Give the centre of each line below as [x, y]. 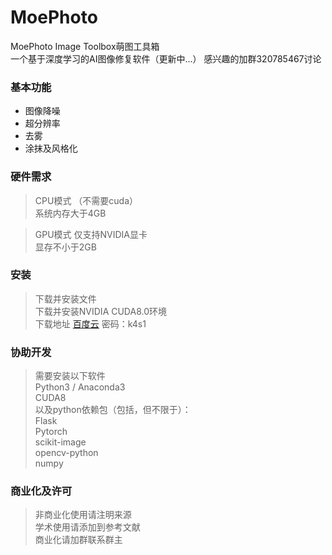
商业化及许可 [41, 491]
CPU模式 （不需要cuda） [86, 200]
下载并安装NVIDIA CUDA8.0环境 [101, 311]
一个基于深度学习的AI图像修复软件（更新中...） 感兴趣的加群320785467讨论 [166, 58]
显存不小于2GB [65, 247]
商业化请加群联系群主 [78, 540]
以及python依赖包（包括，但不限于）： [113, 410]
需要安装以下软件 [70, 376]
